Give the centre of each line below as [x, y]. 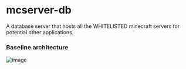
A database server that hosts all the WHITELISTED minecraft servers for [93, 26]
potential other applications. [40, 32]
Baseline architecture [37, 47]
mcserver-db [39, 10]
